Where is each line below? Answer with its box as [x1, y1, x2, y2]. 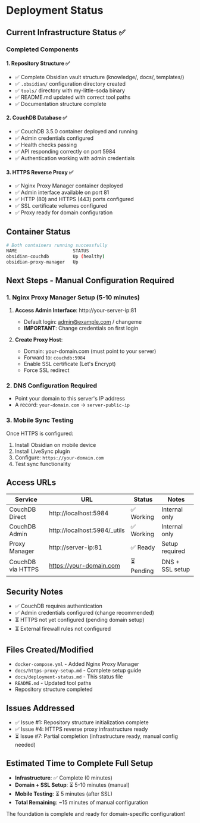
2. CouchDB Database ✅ [6, 114, 67, 121]
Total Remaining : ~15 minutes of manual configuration [14, 799, 149, 806]
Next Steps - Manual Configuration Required [6, 275, 174, 286]
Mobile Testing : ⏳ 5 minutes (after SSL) [14, 790, 113, 797]
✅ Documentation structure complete [14, 100, 107, 107]
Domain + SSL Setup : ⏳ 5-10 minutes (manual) [14, 781, 130, 788]
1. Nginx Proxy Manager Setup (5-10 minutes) [6, 293, 140, 301]
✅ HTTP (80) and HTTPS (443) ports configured [14, 196, 134, 203]
